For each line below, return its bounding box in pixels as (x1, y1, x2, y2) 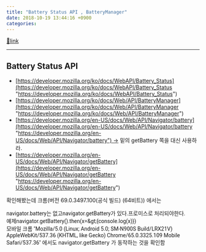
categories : (6, 20, 37, 26)
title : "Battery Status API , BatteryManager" (6, 9, 128, 15)
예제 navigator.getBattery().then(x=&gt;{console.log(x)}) (6, 218, 137, 225)
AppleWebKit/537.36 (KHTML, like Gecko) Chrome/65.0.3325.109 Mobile (6, 232, 180, 239)
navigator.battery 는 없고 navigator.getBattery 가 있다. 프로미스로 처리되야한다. (6, 210, 186, 217)
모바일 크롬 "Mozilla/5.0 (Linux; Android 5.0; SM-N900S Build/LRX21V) (6, 226, 173, 232)
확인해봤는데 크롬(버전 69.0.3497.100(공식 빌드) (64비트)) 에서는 (6, 197, 162, 204)
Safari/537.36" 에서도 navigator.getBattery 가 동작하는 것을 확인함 (6, 239, 166, 246)
